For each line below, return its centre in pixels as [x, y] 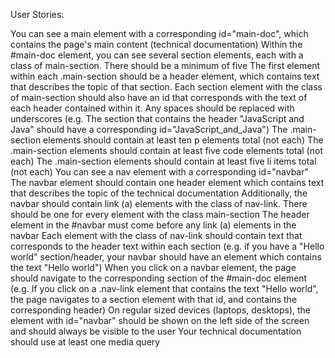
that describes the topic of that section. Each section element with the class [166, 87]
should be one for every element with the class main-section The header [160, 214]
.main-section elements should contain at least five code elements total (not [166, 150]
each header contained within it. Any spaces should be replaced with [152, 108]
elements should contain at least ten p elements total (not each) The [183, 140]
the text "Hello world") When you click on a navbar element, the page [153, 267]
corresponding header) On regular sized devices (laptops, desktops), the [160, 310]
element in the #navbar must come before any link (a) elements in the [153, 225]
